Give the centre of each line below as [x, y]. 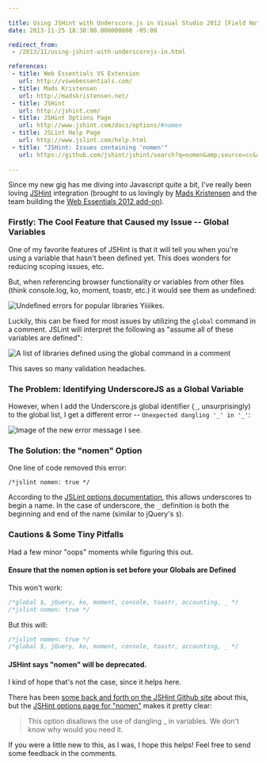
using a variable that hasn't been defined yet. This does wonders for [120, 258]
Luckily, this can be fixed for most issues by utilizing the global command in [132, 321]
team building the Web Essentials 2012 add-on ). [86, 202]
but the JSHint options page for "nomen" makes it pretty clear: [110, 706]
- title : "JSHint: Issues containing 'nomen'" [90, 148]
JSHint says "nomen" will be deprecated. [78, 664]
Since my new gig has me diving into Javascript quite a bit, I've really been [130, 185]
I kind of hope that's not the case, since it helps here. [95, 682]
